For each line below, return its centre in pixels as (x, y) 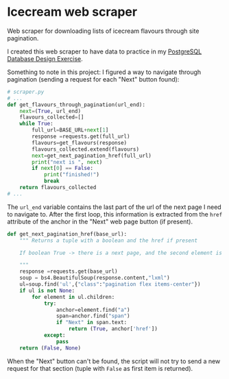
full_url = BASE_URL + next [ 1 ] (70, 130)
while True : (36, 124)
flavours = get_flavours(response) (80, 143)
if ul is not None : (47, 291)
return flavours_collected (58, 188)
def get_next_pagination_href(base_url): (67, 234)
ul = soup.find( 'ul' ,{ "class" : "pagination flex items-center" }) (110, 284)
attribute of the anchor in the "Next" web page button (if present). (100, 221)
